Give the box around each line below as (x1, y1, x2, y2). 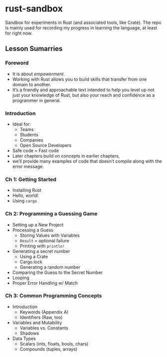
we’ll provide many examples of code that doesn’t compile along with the (12, 158, 162, 164)
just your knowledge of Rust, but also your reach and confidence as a (12, 92, 155, 98)
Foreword (5, 59, 29, 66)
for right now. (5, 30, 33, 36)
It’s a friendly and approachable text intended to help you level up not (12, 87, 155, 93)
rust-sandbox (5, 3, 63, 14)
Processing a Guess (12, 227, 54, 233)
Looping (12, 275, 30, 281)
